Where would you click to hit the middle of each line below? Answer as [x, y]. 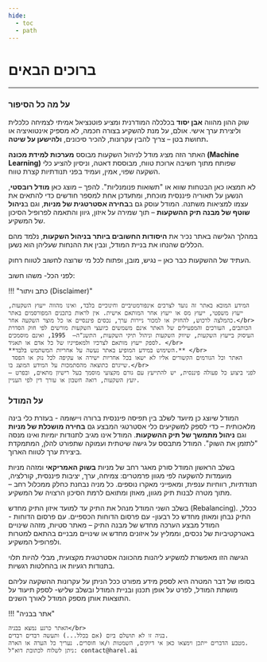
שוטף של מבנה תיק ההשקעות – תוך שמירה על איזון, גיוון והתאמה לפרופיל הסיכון [129, 212]
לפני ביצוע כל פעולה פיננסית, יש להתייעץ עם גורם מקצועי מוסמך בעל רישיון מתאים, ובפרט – [132, 372]
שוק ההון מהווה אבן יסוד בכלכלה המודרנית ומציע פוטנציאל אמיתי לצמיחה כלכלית [129, 122]
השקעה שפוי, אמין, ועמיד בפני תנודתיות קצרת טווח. [84, 171]
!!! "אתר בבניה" [32, 613]
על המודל [26, 401]
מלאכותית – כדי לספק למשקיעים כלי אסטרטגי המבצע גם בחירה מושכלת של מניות [132, 426]
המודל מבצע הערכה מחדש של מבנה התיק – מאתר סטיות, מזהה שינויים [114, 525]
